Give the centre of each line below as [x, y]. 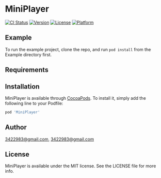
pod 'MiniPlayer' [23, 112]
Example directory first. [28, 54]
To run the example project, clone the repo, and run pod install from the [78, 49]
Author [16, 127]
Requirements [27, 70]
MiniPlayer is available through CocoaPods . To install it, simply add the [76, 98]
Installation [22, 86]
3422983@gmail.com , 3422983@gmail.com [49, 139]
